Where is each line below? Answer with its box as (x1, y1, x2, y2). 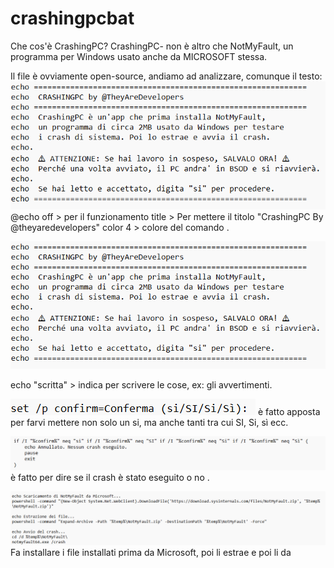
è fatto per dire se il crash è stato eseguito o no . (10, 471, 210, 483)
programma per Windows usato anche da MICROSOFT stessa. (10, 50, 268, 62)
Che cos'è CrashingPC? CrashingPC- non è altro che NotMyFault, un (10, 40, 294, 52)
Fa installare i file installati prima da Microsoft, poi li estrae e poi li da (10, 546, 292, 558)
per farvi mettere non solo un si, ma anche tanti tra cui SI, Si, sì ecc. (10, 417, 289, 429)
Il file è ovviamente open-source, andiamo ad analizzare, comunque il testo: (10, 70, 323, 82)
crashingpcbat (10, 7, 135, 30)
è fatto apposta (257, 406, 321, 418)
